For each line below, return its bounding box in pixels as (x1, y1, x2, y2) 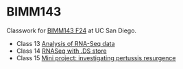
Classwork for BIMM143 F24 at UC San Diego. (6, 26, 137, 34)
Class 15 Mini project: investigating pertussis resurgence (16, 53, 176, 62)
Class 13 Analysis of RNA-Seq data (16, 39, 115, 47)
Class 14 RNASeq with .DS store (16, 47, 107, 55)
